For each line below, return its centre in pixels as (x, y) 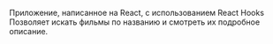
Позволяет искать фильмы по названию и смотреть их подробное (135, 22)
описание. (29, 31)
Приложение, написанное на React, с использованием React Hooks (137, 13)
